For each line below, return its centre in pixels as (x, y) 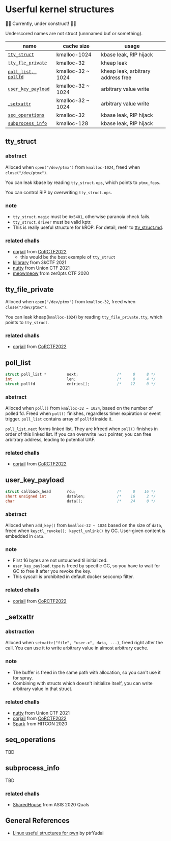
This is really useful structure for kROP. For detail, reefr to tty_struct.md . (88, 227)
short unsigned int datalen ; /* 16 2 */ (81, 496)
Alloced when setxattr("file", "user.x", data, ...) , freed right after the (84, 643)
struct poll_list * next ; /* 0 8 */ (81, 375)
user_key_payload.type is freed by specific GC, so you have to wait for (86, 566)
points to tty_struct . (27, 323)
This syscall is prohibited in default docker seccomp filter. (73, 576)
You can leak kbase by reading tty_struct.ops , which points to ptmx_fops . (83, 182)
